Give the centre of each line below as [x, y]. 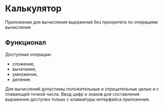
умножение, [25, 74]
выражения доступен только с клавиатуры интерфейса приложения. [78, 99]
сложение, [23, 64]
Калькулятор [33, 9]
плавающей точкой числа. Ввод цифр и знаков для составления [72, 94]
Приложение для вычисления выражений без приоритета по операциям [82, 22]
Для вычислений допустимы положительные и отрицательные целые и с [82, 89]
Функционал [26, 43]
